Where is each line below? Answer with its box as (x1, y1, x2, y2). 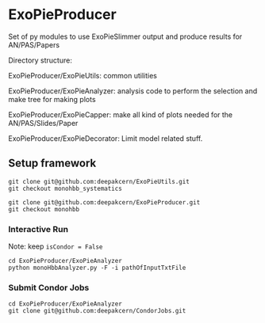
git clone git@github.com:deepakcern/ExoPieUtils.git (8, 177, 190, 185)
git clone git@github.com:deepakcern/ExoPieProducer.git (8, 198, 201, 207)
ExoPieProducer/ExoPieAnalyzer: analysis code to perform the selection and (8, 85, 258, 96)
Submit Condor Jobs (8, 282, 90, 293)
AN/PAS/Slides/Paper (8, 118, 79, 127)
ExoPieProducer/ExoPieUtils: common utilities (8, 70, 157, 80)
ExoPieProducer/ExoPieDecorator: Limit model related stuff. (8, 133, 203, 143)
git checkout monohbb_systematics (8, 184, 123, 192)
